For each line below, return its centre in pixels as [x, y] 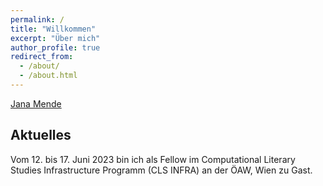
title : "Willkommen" [53, 29]
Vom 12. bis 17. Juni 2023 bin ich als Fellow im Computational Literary [153, 159]
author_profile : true [55, 47]
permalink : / [37, 19]
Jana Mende [36, 103]
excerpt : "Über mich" [55, 38]
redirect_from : [42, 57]
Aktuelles [41, 135]
